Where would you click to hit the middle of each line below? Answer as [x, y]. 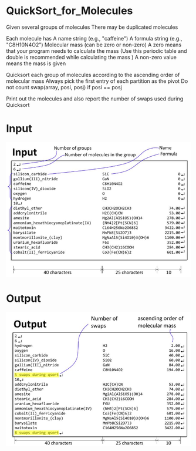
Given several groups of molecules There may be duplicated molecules [92, 27]
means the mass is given [36, 63]
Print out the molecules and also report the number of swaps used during [95, 99]
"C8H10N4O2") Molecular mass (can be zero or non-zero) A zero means [94, 45]
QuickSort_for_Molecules [70, 11]
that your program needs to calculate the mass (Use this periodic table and [97, 51]
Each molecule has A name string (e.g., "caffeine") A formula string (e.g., [94, 38]
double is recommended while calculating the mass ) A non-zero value [92, 57]
